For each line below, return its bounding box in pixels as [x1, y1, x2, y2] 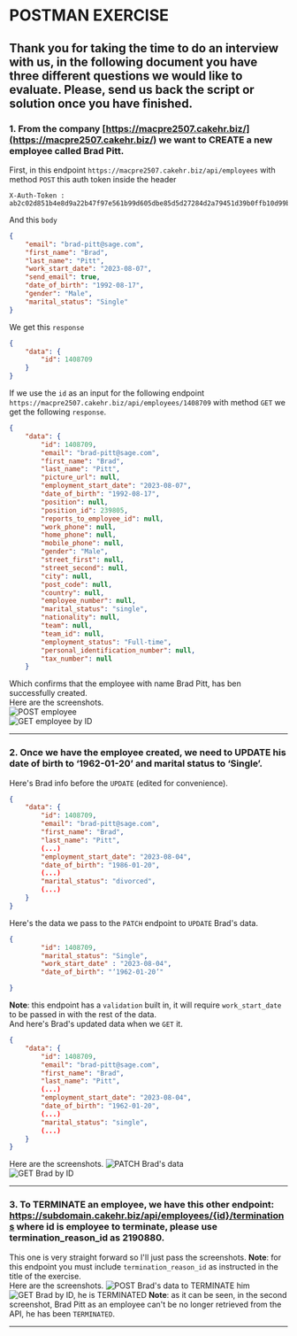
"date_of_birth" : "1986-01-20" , [41, 861, 161, 869]
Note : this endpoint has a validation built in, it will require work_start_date [9, 1000, 282, 1010]
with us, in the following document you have [9, 54, 258, 69]
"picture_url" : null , [41, 473, 121, 483]
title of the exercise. [9, 1270, 81, 1281]
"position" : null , [41, 498, 109, 506]
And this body [9, 214, 57, 225]
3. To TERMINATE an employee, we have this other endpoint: [9, 1199, 275, 1211]
